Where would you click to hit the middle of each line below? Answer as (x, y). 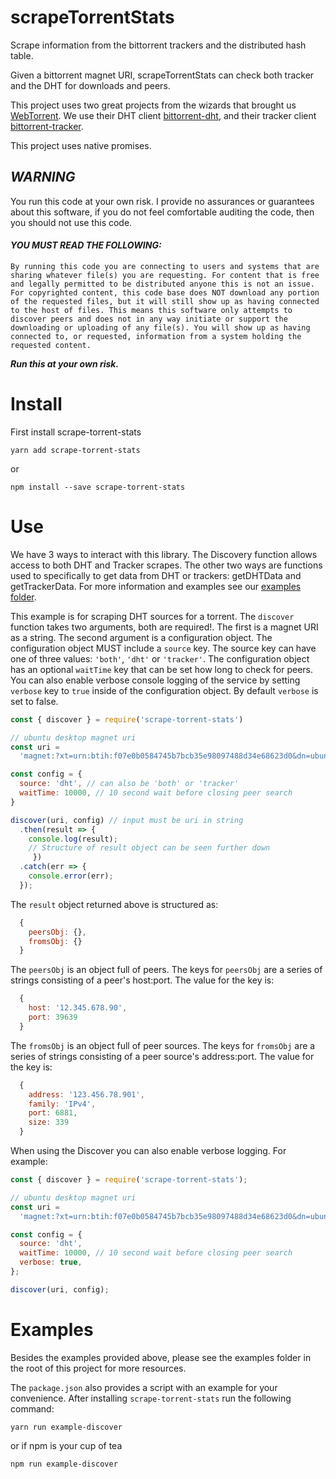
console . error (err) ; (71, 876)
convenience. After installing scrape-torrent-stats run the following (151, 1398)
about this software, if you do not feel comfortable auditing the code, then (162, 212)
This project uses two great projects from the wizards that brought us (153, 105)
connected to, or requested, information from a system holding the (156, 336)
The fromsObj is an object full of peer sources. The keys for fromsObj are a (163, 1045)
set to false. (34, 701)
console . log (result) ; (73, 839)
